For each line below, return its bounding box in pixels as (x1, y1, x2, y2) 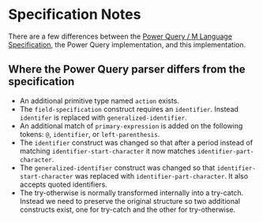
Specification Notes (8, 6, 141, 24)
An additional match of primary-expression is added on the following (19, 120, 243, 131)
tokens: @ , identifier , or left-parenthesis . (19, 129, 160, 139)
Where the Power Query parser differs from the (8, 63, 246, 76)
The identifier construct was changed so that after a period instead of (19, 138, 254, 147)
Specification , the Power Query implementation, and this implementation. (8, 39, 246, 49)
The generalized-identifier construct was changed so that (19, 163, 216, 172)
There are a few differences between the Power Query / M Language (8, 31, 233, 41)
